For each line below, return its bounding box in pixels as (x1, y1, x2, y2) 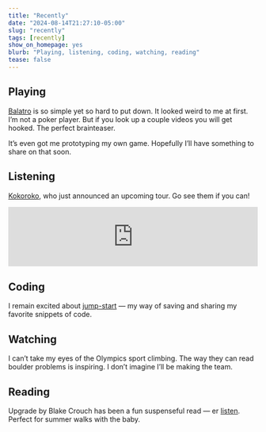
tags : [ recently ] (8, 33, 66, 42)
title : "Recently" (8, 11, 69, 20)
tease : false (8, 56, 51, 64)
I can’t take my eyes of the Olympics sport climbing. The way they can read (8, 354, 254, 363)
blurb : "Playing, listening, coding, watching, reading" (8, 48, 200, 56)
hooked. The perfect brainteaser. (8, 123, 116, 132)
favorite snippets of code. (8, 310, 93, 319)
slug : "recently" (8, 26, 66, 34)
